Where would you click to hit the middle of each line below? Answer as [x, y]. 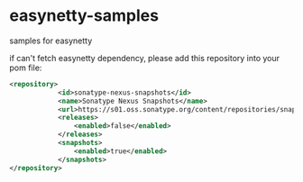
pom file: [26, 68]
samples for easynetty [51, 41]
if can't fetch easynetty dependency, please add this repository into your [145, 58]
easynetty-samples [84, 16]
